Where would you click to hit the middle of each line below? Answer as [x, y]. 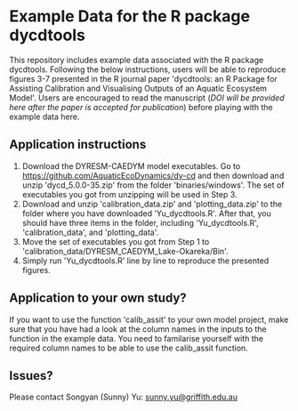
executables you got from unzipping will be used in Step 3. [129, 194]
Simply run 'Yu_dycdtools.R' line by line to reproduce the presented [145, 261]
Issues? [31, 375]
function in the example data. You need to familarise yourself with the [137, 338]
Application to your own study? [98, 298]
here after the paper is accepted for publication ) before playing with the [141, 107]
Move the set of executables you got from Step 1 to [116, 241]
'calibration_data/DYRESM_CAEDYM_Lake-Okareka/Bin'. [125, 251]
